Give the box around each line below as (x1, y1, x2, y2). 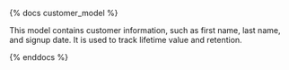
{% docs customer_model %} (9, 8, 118, 18)
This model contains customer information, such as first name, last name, (9, 25, 281, 35)
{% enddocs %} (9, 52, 69, 62)
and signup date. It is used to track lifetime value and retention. (9, 35, 242, 45)
